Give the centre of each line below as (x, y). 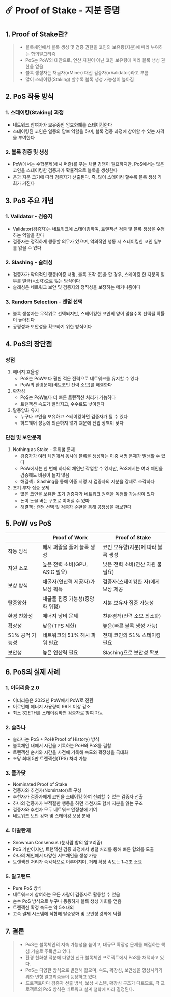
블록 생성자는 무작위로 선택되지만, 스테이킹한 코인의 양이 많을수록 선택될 (84, 314)
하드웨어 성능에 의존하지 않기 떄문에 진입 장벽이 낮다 (72, 423)
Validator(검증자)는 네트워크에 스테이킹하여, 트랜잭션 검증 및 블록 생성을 (84, 229)
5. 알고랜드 (18, 876)
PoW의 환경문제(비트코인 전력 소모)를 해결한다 (66, 384)
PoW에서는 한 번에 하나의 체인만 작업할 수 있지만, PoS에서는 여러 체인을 (92, 469)
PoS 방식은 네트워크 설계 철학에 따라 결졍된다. (89, 989)
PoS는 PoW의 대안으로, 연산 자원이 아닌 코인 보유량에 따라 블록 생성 (93, 60)
